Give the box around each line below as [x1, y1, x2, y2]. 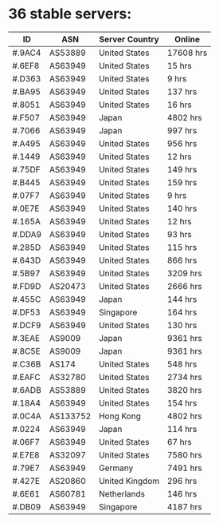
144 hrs [166, 293, 197, 304]
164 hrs [166, 307, 197, 318]
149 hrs [166, 164, 197, 175]
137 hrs [166, 85, 197, 97]
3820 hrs [166, 384, 202, 395]
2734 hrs [166, 371, 202, 382]
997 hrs [166, 125, 197, 136]
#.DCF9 [12, 319, 41, 331]
